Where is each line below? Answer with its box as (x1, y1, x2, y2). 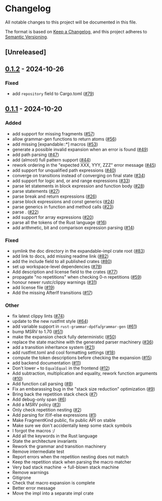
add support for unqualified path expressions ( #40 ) (12, 167, 116, 173)
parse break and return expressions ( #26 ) (12, 193, 97, 199)
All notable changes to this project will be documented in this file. (5, 19, 137, 25)
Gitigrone (12, 475, 31, 481)
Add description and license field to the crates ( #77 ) (12, 269, 118, 275)
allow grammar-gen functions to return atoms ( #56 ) (12, 136, 117, 142)
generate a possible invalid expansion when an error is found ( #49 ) (12, 146, 148, 152)
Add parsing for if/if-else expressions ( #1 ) (12, 412, 97, 418)
